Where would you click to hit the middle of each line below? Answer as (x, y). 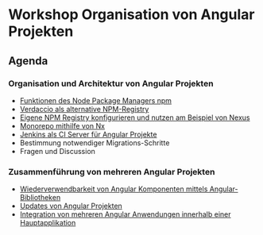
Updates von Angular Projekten (71, 206)
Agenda (28, 61)
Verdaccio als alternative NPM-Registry (84, 109)
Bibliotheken (40, 198)
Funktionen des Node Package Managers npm (96, 100)
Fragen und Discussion (57, 151)
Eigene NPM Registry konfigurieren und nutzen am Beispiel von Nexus (135, 118)
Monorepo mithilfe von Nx (62, 125)
